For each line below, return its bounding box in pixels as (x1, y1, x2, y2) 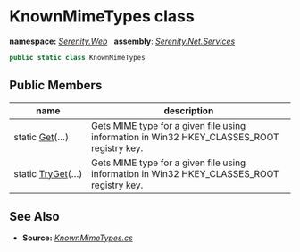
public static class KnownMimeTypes (9, 53, 146, 62)
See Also (9, 209, 60, 224)
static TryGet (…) (13, 167, 83, 180)
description (163, 105, 214, 117)
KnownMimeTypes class (9, 6, 195, 27)
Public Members (9, 78, 103, 93)
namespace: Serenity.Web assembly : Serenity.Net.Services (9, 36, 236, 46)
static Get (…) (13, 130, 70, 143)
